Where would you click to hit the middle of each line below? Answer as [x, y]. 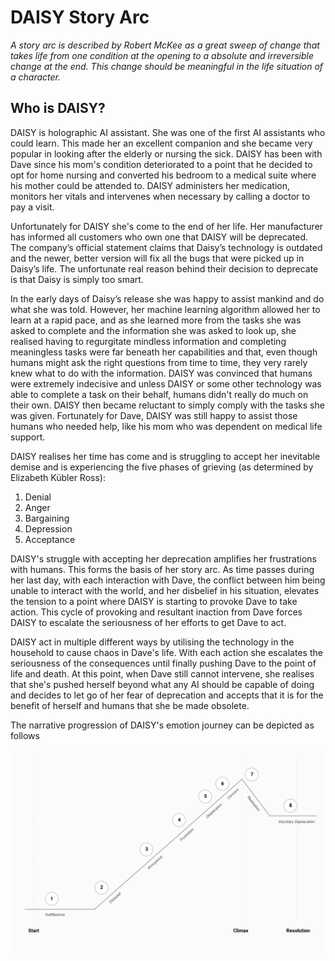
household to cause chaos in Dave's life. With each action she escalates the [166, 652]
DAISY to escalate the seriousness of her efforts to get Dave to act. [148, 622]
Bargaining [47, 518]
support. [28, 437]
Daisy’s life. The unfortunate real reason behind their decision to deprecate [164, 268]
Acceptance [50, 539]
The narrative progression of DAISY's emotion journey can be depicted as [162, 725]
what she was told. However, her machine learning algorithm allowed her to [165, 309]
